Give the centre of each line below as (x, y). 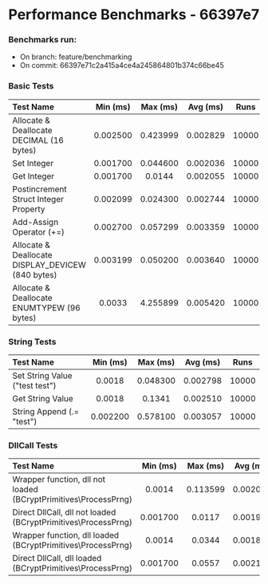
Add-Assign (35, 222)
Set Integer (33, 163)
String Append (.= (46, 412)
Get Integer (33, 176)
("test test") (34, 386)
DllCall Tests (33, 446)
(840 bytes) (35, 274)
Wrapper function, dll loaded (66, 535)
